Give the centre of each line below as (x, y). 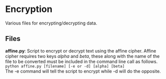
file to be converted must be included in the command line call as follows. (81, 61)
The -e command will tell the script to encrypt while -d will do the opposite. (83, 71)
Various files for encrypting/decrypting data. (51, 23)
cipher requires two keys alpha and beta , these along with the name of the (82, 56)
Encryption (29, 9)
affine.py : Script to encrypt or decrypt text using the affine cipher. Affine (81, 50)
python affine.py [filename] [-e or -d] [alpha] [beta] (65, 66)
